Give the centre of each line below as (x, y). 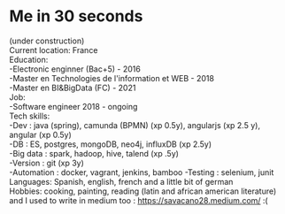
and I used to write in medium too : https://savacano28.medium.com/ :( (139, 200)
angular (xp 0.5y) (41, 134)
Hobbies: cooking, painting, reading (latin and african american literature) (143, 191)
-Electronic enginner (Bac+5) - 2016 (75, 69)
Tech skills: (30, 116)
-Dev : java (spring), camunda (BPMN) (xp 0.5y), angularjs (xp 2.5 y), (135, 125)
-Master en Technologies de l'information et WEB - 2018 (112, 78)
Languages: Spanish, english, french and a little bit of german (121, 181)
